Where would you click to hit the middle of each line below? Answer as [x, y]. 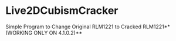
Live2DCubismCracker [62, 11]
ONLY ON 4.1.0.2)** [58, 32]
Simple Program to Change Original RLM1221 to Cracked [74, 27]
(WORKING [19, 32]
